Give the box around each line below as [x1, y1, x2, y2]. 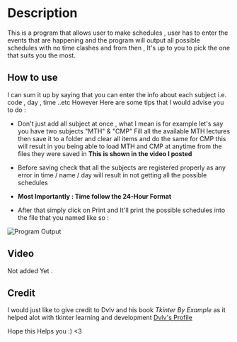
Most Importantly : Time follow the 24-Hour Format [17, 192, 172, 200]
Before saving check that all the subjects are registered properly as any [17, 163, 226, 172]
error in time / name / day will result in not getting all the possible [17, 170, 207, 179]
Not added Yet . [7, 266, 53, 275]
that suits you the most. [7, 51, 76, 60]
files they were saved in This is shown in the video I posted [17, 149, 192, 158]
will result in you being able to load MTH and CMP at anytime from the [17, 142, 223, 150]
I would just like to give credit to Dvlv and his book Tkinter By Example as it [7, 306, 226, 314]
